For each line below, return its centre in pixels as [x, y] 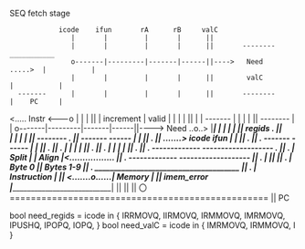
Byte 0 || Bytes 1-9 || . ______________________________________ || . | [133, 167]
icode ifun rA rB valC [138, 30]
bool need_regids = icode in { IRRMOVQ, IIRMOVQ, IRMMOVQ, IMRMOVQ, [147, 215]
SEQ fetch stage [40, 13]
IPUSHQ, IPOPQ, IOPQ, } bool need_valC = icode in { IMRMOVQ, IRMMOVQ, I [152, 225]
